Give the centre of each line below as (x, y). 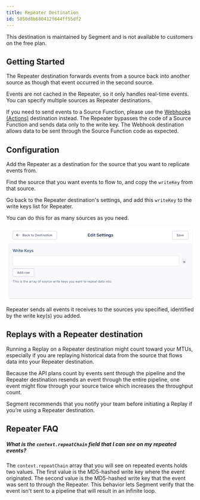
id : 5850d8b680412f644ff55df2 (44, 19)
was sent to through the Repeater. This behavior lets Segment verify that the (100, 484)
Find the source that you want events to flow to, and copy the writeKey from (99, 182)
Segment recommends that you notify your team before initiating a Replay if (99, 404)
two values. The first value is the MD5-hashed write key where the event (96, 472)
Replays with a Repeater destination (75, 335)
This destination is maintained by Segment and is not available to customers (100, 36)
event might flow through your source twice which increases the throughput (100, 386)
